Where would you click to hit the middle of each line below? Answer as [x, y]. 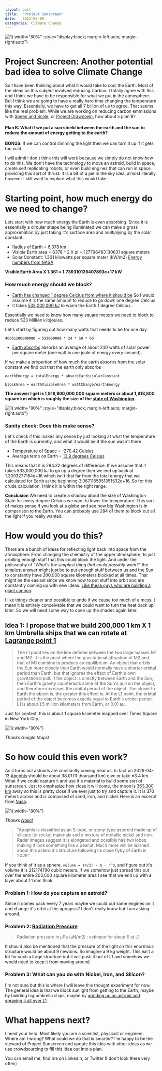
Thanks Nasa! [19, 820]
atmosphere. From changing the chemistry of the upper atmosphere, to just [80, 554]
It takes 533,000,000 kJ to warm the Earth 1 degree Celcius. [72, 305]
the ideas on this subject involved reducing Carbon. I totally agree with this [79, 91]
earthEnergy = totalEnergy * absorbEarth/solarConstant [62, 376]
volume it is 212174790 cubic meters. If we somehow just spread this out [77, 870]
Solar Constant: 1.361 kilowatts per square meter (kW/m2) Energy [77, 257]
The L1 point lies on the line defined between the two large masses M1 [87, 652]
